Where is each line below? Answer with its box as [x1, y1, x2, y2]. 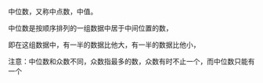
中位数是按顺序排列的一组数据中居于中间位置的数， [8, 23, 173, 33]
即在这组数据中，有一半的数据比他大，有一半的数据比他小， [8, 40, 200, 49]
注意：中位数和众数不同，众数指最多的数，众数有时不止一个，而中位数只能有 [8, 57, 255, 66]
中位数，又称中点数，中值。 [8, 7, 98, 16]
